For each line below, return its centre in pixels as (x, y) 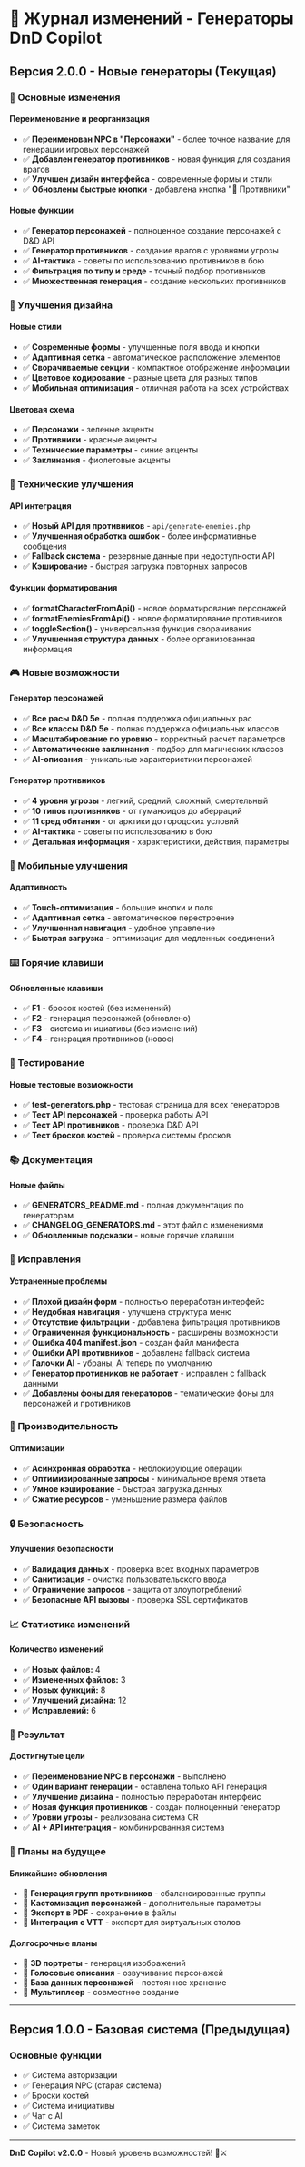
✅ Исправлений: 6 (59, 1710)
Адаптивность (39, 887)
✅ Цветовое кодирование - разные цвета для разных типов (140, 378)
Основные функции (55, 2055)
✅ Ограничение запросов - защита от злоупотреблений (133, 1589)
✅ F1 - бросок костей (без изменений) (97, 1009)
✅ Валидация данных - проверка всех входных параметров (141, 1569)
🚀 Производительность (64, 1426)
